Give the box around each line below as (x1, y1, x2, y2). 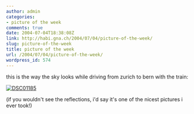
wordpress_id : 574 (6, 57, 51, 63)
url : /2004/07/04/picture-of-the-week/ (6, 52, 103, 58)
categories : (6, 14, 35, 20)
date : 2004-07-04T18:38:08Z (6, 30, 75, 36)
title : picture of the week (6, 47, 75, 52)
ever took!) (6, 102, 32, 109)
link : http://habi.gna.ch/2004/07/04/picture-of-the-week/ (6, 35, 153, 41)
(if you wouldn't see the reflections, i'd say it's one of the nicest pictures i (6, 95, 183, 102)
